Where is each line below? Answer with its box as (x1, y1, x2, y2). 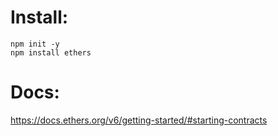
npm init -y (10, 39, 60, 49)
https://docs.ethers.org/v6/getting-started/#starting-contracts (10, 114, 268, 126)
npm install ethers (10, 47, 92, 58)
